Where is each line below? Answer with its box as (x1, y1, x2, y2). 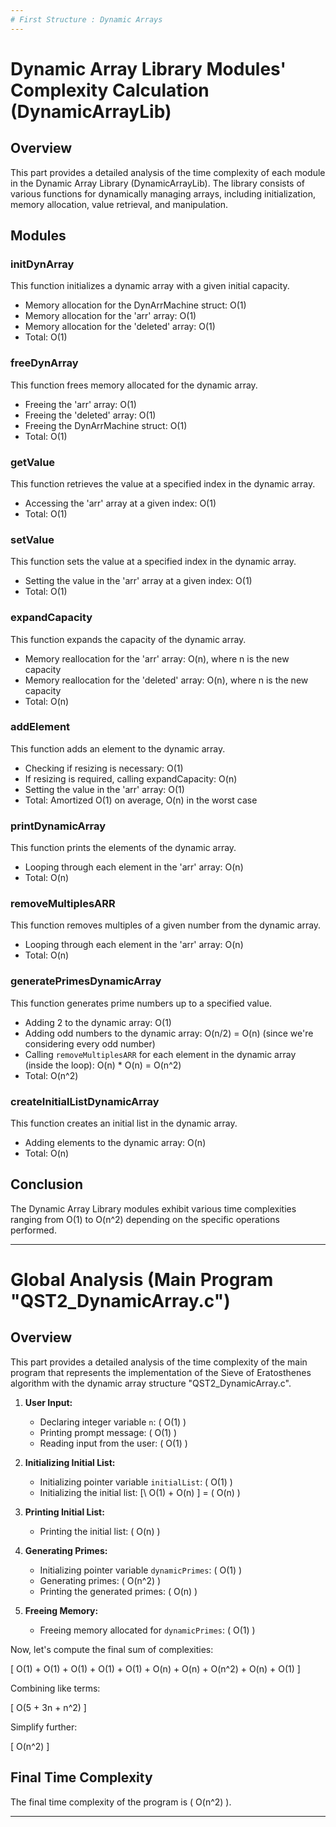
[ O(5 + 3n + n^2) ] (10, 1701, 87, 1713)
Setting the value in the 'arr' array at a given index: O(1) (24, 575, 253, 587)
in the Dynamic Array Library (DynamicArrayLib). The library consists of (10, 177, 306, 189)
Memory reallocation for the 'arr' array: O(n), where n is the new (24, 652, 290, 665)
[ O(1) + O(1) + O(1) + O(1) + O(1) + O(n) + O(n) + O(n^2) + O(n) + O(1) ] (10, 1662, 301, 1675)
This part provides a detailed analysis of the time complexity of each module (10, 166, 326, 178)
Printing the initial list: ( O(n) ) (39, 1525, 161, 1537)
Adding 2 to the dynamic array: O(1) (24, 1016, 172, 1028)
